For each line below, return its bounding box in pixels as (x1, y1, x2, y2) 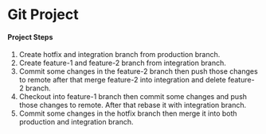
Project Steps (7, 32, 53, 41)
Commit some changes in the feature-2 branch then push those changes (18, 67, 258, 76)
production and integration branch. (18, 117, 134, 127)
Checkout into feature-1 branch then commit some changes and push (18, 92, 248, 101)
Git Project (7, 6, 79, 24)
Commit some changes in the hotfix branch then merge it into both (18, 109, 237, 118)
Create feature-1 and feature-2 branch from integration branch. (18, 58, 226, 68)
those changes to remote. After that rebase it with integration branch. (18, 101, 247, 110)
